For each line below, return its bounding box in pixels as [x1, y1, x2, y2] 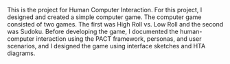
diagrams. [7, 49, 36, 57]
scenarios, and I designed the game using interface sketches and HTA [7, 42, 206, 50]
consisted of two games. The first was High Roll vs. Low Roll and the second [7, 20, 224, 28]
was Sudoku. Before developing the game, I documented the [7, 27, 179, 35]
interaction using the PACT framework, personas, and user [36, 35, 202, 43]
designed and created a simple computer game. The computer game [7, 13, 202, 21]
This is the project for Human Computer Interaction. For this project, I [7, 6, 203, 14]
